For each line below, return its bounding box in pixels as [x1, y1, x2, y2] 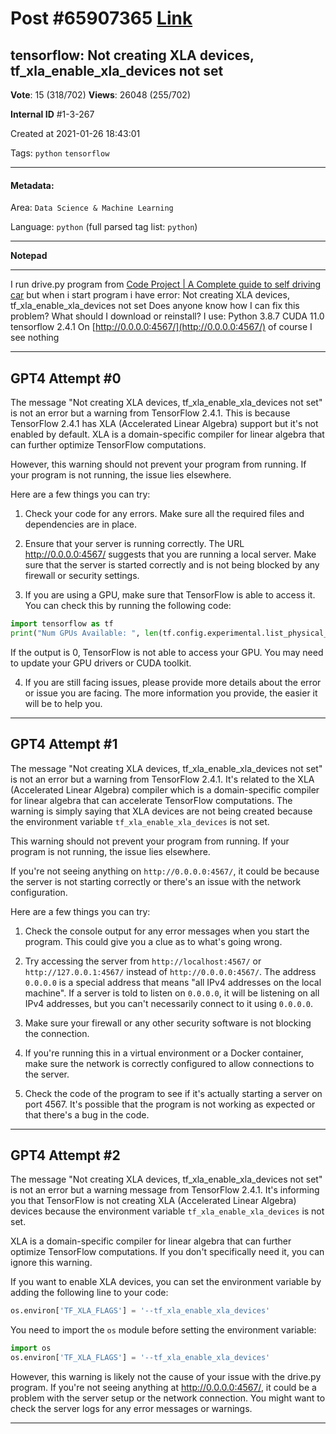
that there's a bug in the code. [24, 1108, 150, 1121]
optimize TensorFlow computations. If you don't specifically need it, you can [10, 1246, 325, 1258]
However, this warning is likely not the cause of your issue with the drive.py [10, 1371, 322, 1383]
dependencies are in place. [24, 518, 138, 531]
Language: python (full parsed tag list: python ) [10, 221, 198, 233]
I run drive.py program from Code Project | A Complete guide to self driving [10, 278, 322, 291]
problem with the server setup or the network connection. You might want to [10, 1392, 326, 1404]
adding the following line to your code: [10, 1287, 169, 1299]
